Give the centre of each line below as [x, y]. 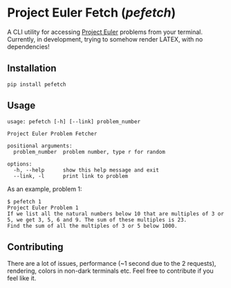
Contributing [35, 247]
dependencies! [28, 46]
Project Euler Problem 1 [43, 208]
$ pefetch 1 [24, 201]
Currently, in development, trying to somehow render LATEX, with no [105, 39]
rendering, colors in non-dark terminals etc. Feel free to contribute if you [111, 271]
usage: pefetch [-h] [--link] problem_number [74, 121]
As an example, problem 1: [45, 189]
